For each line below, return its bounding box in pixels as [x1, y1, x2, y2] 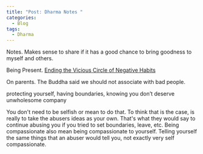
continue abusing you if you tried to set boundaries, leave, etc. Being [6, 121, 179, 128]
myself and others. [6, 55, 54, 62]
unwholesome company [6, 97, 67, 104]
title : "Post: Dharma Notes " [6, 9, 84, 15]
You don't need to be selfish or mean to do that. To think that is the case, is [6, 108, 195, 116]
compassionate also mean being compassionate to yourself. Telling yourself [6, 128, 197, 135]
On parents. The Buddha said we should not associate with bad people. [6, 79, 186, 86]
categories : [6, 15, 37, 21]
